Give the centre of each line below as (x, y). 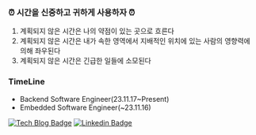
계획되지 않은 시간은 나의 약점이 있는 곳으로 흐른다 (97, 31)
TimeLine (27, 82)
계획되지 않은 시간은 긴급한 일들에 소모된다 (86, 61)
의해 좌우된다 (40, 51)
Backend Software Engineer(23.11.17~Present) (94, 99)
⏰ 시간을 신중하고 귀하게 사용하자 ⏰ (72, 12)
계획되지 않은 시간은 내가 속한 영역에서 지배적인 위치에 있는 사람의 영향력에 (135, 41)
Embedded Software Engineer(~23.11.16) (86, 107)
